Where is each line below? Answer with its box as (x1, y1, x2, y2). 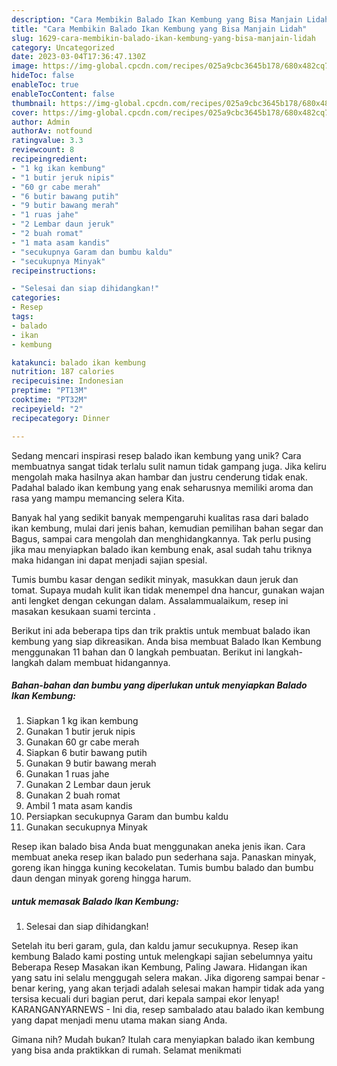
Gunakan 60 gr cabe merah (25, 736, 140, 748)
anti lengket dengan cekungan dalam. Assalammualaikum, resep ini (11, 594, 289, 606)
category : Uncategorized (11, 42, 115, 53)
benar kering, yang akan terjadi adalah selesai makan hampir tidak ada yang (11, 982, 325, 995)
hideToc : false (11, 71, 75, 81)
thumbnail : (11, 98, 57, 108)
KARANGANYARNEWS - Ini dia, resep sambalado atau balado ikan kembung (11, 1004, 325, 1016)
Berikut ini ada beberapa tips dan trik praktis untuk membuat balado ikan (11, 624, 311, 636)
